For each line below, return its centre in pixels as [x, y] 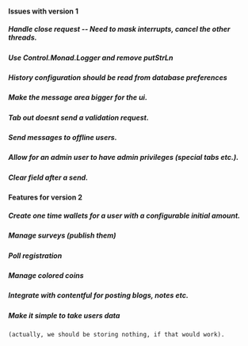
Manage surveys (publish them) [62, 236]
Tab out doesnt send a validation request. [78, 117]
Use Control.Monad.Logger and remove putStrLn [91, 57]
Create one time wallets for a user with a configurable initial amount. [124, 215]
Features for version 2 [46, 197]
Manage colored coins [46, 275]
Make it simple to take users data [64, 315]
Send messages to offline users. [63, 138]
